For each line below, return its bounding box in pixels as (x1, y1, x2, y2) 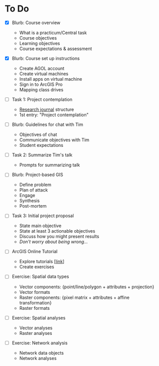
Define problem (19, 181, 52, 188)
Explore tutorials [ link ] (19, 259, 65, 265)
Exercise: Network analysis (11, 339, 68, 346)
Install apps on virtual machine (19, 76, 83, 82)
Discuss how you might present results (19, 234, 99, 240)
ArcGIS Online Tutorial (11, 249, 58, 255)
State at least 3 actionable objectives (19, 228, 96, 234)
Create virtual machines (19, 71, 68, 77)
